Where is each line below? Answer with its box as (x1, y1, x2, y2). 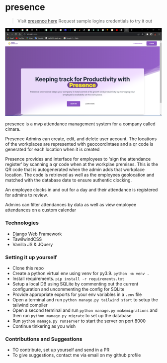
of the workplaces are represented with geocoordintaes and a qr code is (5, 141, 154, 147)
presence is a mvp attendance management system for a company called (5, 121, 156, 127)
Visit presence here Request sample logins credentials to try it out (17, 18, 153, 24)
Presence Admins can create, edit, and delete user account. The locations (5, 136, 157, 142)
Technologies (5, 219, 39, 226)
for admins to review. (5, 192, 48, 198)
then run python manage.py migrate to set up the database (12, 313, 132, 319)
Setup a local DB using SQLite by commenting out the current (12, 281, 138, 287)
